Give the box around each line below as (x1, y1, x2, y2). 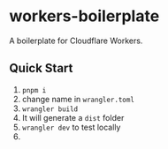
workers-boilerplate (9, 6, 160, 26)
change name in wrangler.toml (21, 93, 135, 104)
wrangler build (21, 104, 79, 114)
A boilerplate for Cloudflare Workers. (9, 35, 143, 46)
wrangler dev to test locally (21, 122, 121, 132)
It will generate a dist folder (21, 112, 125, 123)
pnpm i (21, 86, 47, 94)
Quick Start (9, 61, 73, 76)
